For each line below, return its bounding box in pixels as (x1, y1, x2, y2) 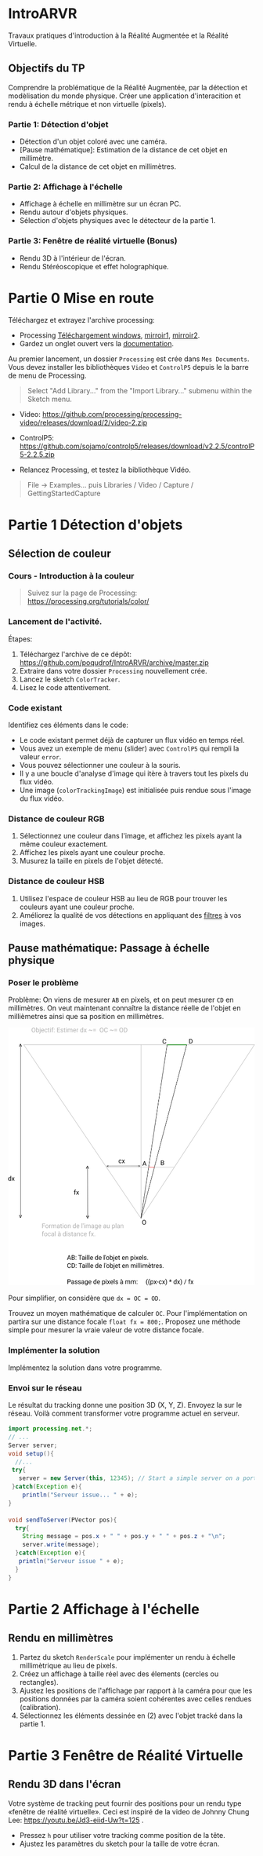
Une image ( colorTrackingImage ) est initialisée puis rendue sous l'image (19, 786, 252, 795)
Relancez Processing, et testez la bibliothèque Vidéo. (19, 465, 192, 474)
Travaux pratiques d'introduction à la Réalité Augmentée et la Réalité (8, 31, 229, 40)
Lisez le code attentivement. (19, 682, 111, 692)
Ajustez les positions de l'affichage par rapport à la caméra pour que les (19, 1686, 253, 1695)
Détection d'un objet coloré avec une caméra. (19, 137, 168, 146)
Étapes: (8, 634, 33, 644)
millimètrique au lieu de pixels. (19, 1661, 117, 1670)
